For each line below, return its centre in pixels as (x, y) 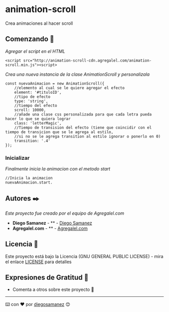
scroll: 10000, (30, 110)
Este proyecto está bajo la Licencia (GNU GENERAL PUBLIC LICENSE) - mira (84, 256)
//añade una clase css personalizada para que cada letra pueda (83, 114)
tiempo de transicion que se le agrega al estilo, (59, 132)
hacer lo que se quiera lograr (38, 119)
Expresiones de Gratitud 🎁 (47, 277)
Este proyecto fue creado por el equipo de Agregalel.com (65, 213)
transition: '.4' (32, 141)
